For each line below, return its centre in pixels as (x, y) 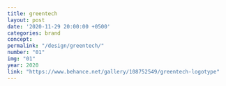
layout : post (26, 20)
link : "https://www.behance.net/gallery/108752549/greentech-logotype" (113, 71)
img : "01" (22, 59)
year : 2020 (23, 65)
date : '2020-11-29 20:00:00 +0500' (59, 26)
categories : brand (34, 33)
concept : (20, 40)
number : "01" (26, 53)
